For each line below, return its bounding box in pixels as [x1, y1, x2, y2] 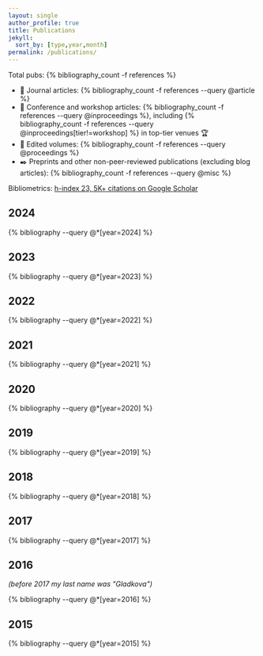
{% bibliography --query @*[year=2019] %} [8, 447, 152, 456]
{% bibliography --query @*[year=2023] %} [8, 271, 152, 281]
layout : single [8, 11, 58, 20]
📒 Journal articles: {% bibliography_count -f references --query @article [19, 86, 255, 95]
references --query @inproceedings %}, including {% [19, 111, 195, 120]
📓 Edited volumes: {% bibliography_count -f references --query [19, 139, 227, 149]
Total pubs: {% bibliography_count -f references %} [8, 71, 176, 79]
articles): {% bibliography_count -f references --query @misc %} [19, 168, 231, 177]
